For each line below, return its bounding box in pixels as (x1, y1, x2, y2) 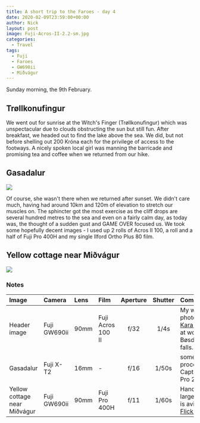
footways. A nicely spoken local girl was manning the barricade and (6, 144, 173, 152)
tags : (6, 48, 20, 54)
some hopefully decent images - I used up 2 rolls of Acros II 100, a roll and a (6, 226, 193, 234)
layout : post (6, 25, 39, 32)
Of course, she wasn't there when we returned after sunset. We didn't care (6, 195, 190, 202)
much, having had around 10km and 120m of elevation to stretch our (6, 201, 173, 209)
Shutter (152, 296, 174, 304)
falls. (180, 343, 193, 352)
